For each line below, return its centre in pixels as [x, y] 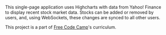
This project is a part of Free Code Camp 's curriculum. [61, 27]
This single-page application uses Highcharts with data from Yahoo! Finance [83, 7]
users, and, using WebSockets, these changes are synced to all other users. [83, 17]
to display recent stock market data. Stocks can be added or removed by [80, 12]
